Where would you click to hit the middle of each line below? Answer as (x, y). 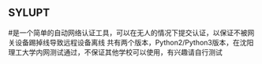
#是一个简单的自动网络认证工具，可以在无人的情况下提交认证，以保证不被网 (131, 32)
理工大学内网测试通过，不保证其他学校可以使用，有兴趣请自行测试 (115, 52)
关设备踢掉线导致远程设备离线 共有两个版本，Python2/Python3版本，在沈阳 (131, 42)
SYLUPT (29, 13)
